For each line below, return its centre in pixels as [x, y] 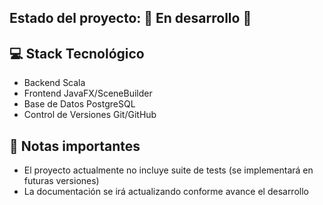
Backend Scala [54, 83]
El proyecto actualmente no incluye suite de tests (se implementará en [168, 170]
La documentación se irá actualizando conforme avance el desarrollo [166, 192]
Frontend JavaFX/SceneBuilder [88, 93]
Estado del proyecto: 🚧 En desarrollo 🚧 [130, 18]
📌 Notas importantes [75, 146]
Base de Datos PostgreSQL [79, 104]
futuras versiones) [61, 181]
